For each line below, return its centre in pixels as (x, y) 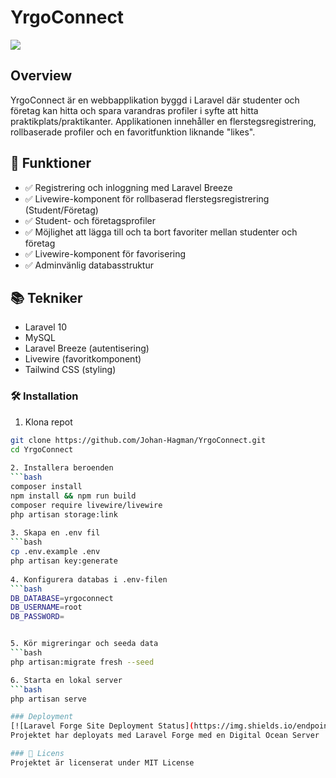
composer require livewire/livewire (86, 505)
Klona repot (48, 422)
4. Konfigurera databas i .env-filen (89, 579)
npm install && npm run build (73, 496)
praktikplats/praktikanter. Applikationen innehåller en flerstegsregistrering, (163, 121)
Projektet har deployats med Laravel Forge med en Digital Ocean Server (165, 736)
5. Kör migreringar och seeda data (84, 644)
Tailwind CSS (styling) (70, 370)
